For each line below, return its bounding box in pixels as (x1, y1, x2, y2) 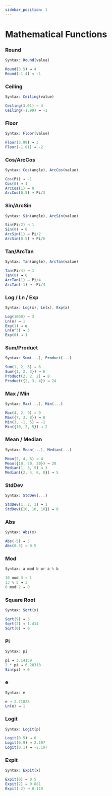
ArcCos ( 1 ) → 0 (5, 186, 35, 191)
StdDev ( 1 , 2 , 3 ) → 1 (5, 502, 48, 507)
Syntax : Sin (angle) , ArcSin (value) (5, 213, 79, 219)
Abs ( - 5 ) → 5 (5, 539, 30, 544)
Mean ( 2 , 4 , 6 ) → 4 (5, 456, 43, 461)
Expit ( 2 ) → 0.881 (5, 782, 41, 787)
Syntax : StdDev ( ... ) (5, 493, 48, 498)
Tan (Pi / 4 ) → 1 (5, 268, 35, 273)
